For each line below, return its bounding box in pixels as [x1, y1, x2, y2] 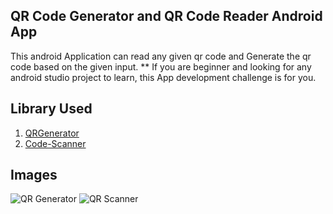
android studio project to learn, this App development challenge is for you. [10, 71, 317, 83]
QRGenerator [24, 127, 80, 139]
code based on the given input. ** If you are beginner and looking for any [10, 60, 312, 73]
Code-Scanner [24, 137, 87, 149]
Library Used [10, 100, 93, 118]
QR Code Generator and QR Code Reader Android [10, 8, 323, 25]
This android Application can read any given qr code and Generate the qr [10, 50, 312, 62]
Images [10, 167, 58, 184]
